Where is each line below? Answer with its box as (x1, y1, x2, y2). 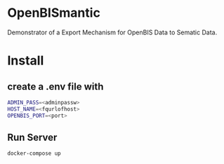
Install (7, 53, 44, 69)
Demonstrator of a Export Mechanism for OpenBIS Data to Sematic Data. (7, 28, 218, 36)
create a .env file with (7, 81, 104, 93)
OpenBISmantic (7, 5, 100, 21)
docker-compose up (7, 150, 61, 157)
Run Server (7, 131, 58, 143)
